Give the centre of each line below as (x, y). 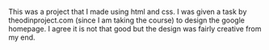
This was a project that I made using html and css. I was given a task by (128, 12)
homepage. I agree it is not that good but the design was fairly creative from (135, 29)
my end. (22, 37)
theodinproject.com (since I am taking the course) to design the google (126, 20)
